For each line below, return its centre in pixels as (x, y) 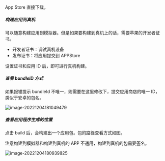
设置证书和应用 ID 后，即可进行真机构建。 (47, 66)
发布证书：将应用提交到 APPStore (46, 55)
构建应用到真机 (20, 19)
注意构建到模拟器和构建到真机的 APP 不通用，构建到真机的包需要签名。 (77, 143)
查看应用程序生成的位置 (29, 119)
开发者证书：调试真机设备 (38, 49)
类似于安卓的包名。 (25, 97)
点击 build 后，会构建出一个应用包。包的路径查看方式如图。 (65, 132)
